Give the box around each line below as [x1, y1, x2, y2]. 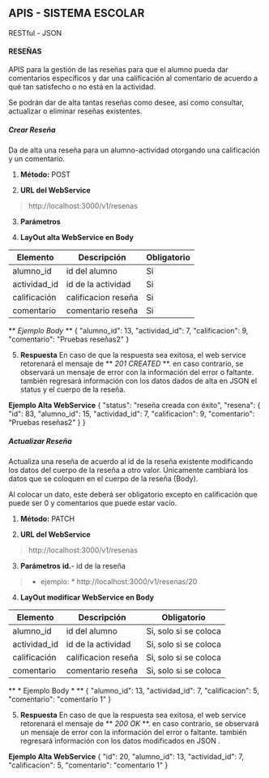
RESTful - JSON [8, 28, 62, 37]
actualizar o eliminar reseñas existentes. [8, 106, 143, 116]
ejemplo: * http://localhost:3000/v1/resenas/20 [40, 576, 198, 587]
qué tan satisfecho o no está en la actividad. [8, 82, 156, 92]
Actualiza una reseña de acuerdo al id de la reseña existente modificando [8, 456, 254, 466]
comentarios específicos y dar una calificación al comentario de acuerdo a [8, 73, 258, 84]
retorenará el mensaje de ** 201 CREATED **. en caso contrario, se [19, 359, 244, 368]
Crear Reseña [8, 125, 56, 135]
